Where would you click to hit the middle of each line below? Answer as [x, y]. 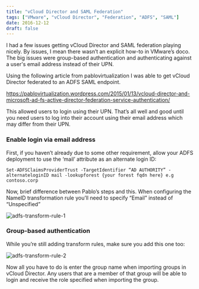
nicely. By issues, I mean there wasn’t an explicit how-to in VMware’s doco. [98, 52]
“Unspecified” [23, 204]
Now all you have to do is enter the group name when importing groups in [96, 267]
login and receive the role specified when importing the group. [83, 279]
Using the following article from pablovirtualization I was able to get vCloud [98, 76]
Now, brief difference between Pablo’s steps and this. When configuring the [99, 191]
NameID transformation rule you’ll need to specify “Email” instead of [90, 198]
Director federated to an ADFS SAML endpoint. [63, 82]
